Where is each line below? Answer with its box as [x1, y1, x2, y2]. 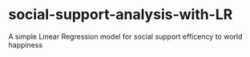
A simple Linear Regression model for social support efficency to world [8, 32, 243, 41]
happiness [8, 40, 42, 49]
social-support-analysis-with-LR [8, 6, 233, 24]
